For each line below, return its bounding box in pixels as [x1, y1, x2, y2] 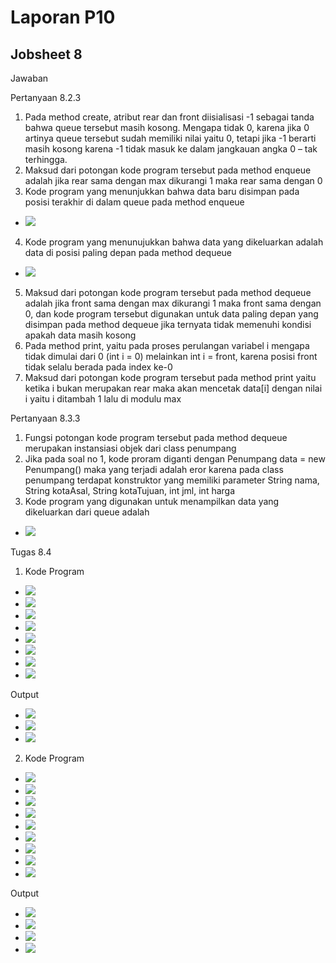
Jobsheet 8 [10, 46, 83, 63]
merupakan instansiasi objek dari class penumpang [24, 442, 237, 454]
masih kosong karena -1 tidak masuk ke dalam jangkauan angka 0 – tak [24, 143, 318, 155]
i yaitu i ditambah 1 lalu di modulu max [24, 393, 182, 405]
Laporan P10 [10, 6, 116, 29]
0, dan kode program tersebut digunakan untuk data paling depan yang [24, 308, 319, 320]
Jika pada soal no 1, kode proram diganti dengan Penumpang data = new [24, 453, 326, 465]
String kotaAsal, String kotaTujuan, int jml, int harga [24, 485, 236, 496]
